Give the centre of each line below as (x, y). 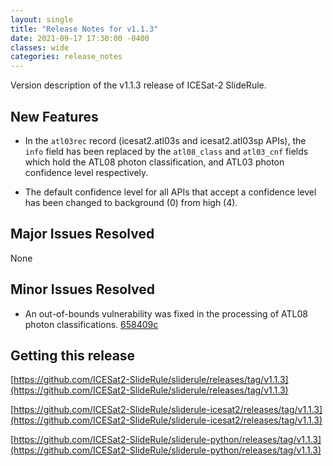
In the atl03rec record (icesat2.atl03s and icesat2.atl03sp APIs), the (165, 140)
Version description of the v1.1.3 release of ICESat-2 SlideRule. (138, 85)
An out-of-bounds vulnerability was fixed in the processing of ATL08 (166, 313)
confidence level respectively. (86, 172)
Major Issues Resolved (82, 234)
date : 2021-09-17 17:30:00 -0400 (80, 38)
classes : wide (40, 47)
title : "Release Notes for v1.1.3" (84, 29)
